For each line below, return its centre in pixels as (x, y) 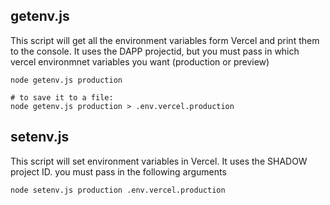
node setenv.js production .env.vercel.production (118, 190)
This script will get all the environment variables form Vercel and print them (165, 40)
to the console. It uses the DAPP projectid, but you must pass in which (155, 51)
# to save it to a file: (62, 97)
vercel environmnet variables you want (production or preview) (140, 61)
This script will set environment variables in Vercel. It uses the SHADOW (159, 161)
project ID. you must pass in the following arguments (118, 171)
